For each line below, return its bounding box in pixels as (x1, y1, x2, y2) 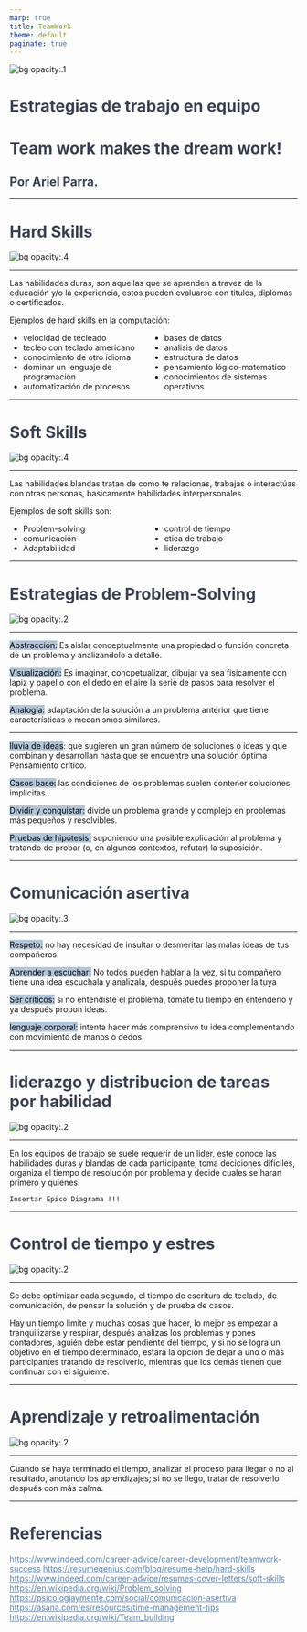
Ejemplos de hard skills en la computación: (9, 315, 171, 325)
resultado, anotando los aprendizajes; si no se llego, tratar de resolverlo (9, 1473, 281, 1484)
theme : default (9, 30, 68, 39)
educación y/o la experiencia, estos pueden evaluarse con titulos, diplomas (9, 287, 293, 298)
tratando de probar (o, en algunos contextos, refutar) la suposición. (9, 842, 263, 853)
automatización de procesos (22, 381, 131, 392)
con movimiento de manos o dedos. (9, 1031, 144, 1042)
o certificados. (9, 297, 64, 308)
